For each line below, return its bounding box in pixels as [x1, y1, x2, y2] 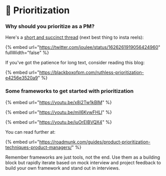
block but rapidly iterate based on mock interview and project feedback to [5, 159, 161, 165]
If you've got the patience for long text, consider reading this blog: [5, 60, 145, 66]
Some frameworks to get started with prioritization [5, 88, 134, 95]
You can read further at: [5, 129, 56, 135]
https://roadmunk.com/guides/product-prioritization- [39, 139, 151, 145]
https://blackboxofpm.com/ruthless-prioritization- [39, 69, 144, 76]
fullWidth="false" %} [5, 49, 50, 56]
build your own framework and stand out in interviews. [5, 165, 120, 171]
